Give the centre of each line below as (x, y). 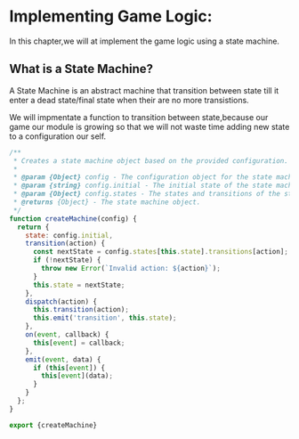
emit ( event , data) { (63, 359)
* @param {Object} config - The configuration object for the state (143, 177)
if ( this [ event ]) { (69, 368)
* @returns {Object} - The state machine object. (107, 202)
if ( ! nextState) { (67, 260)
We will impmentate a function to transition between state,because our (139, 117)
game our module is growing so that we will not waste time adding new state (149, 126)
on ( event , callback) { (67, 335)
